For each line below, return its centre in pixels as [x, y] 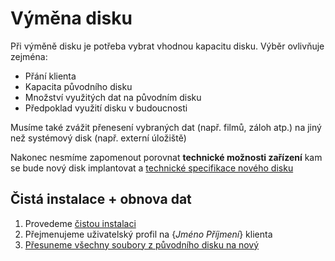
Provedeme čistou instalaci [80, 223]
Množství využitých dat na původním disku [113, 97]
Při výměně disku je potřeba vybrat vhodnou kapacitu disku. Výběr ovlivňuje [167, 46]
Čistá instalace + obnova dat [101, 199]
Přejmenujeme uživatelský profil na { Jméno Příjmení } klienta [148, 234]
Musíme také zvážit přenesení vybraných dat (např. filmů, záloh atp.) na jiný [166, 127]
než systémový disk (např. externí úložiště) [98, 138]
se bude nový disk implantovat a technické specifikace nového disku [152, 168]
